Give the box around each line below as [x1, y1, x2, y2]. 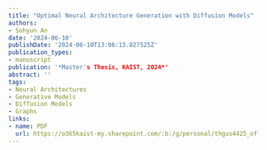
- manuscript [8, 56, 52, 64]
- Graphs [8, 108, 37, 116]
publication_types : [8, 48, 73, 56]
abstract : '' [8, 71, 52, 79]
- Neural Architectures [8, 85, 87, 94]
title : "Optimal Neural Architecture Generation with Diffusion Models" [8, 11, 254, 20]
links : [8, 115, 30, 123]
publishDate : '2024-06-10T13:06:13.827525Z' [8, 41, 158, 49]
